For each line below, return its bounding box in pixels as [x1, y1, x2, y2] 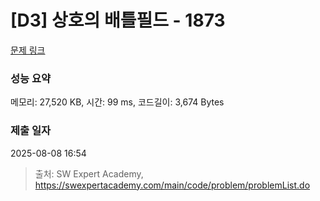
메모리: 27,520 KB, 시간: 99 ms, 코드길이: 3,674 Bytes [10, 96, 225, 108]
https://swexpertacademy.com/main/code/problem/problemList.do [34, 179, 311, 191]
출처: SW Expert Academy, [34, 167, 144, 180]
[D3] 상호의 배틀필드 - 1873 [10, 9, 226, 32]
